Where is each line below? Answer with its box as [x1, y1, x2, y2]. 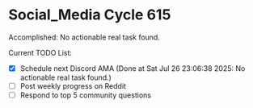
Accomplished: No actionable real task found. [8, 32, 160, 42]
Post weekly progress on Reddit [19, 81, 127, 90]
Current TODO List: [8, 48, 73, 57]
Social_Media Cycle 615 [8, 6, 171, 24]
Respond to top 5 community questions [19, 90, 152, 100]
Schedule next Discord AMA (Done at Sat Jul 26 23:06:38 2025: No [19, 63, 246, 73]
